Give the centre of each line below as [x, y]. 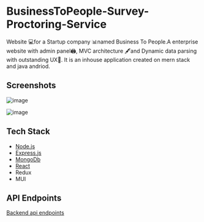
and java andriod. [28, 66]
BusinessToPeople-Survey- [77, 11]
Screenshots [31, 86]
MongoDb [28, 159]
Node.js [25, 146]
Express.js [28, 153]
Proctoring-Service [57, 24]
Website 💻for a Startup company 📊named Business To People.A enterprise [102, 42]
